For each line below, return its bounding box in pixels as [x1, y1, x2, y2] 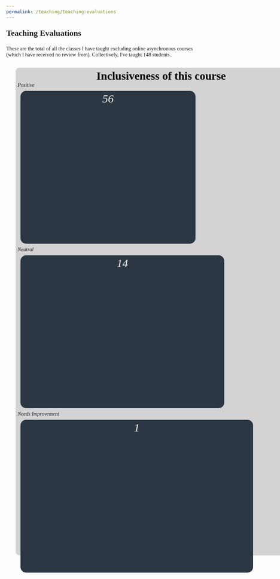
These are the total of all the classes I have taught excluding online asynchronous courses [6, 46, 193, 52]
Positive [17, 82, 35, 88]
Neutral [17, 246, 34, 252]
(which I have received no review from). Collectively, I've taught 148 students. [6, 52, 172, 58]
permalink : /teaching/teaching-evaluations [6, 8, 117, 15]
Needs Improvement [17, 411, 60, 417]
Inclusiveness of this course [96, 69, 226, 82]
